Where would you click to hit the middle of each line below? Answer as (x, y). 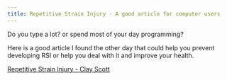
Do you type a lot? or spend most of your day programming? (96, 34)
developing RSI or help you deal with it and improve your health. (101, 55)
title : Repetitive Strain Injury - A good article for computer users (114, 14)
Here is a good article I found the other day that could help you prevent (111, 47)
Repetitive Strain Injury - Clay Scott (59, 69)
